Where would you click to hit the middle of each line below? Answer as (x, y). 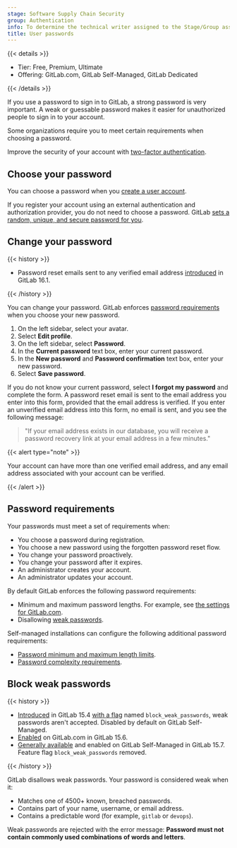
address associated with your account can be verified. (86, 473)
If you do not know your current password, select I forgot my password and (118, 387)
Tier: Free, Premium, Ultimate (60, 67)
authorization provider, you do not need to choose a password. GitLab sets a (119, 212)
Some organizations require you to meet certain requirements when (105, 131)
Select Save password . (51, 373)
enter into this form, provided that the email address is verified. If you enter (116, 402)
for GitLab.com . (40, 612)
